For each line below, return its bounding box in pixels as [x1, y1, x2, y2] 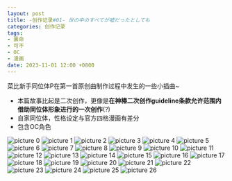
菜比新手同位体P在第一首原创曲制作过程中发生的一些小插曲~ [7, 81, 180, 90]
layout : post [7, 10, 45, 17]
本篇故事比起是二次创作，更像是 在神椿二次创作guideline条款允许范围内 [17, 96, 222, 105]
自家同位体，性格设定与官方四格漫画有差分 [17, 114, 140, 122]
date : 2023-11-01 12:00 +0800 [7, 62, 95, 69]
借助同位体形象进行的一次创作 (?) [17, 105, 111, 113]
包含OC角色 [17, 122, 51, 130]
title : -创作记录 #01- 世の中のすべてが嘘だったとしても [7, 17, 151, 24]
